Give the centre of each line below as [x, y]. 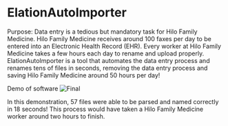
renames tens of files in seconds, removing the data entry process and [107, 68]
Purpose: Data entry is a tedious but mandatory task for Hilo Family [102, 32]
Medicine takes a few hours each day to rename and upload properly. [106, 53]
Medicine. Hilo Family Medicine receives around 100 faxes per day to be [109, 38]
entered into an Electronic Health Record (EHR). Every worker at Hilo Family [114, 46]
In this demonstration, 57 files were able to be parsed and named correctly [113, 101]
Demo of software [33, 88]
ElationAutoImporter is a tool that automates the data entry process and [108, 60]
